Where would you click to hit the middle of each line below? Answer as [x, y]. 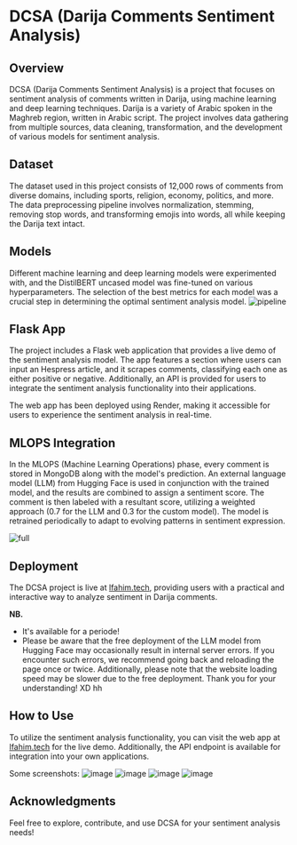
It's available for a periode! [70, 632]
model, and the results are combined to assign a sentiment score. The [137, 493]
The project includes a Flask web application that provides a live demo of [143, 351]
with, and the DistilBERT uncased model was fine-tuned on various [131, 283]
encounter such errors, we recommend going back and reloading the [148, 660]
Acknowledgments [63, 801]
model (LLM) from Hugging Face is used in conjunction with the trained [139, 483]
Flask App [38, 329]
